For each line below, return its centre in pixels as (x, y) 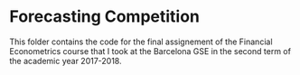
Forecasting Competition (105, 17)
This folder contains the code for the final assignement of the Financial (141, 42)
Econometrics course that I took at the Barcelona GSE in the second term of (150, 51)
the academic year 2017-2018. (66, 61)
